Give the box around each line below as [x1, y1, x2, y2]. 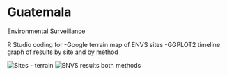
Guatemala [7, 4, 72, 20]
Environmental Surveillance [7, 27, 86, 35]
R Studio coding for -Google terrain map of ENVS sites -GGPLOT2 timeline [7, 40, 221, 48]
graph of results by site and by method [7, 48, 118, 56]
